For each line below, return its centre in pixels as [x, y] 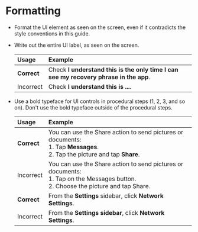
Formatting [33, 11]
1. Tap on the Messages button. [92, 179]
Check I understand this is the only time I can [113, 69]
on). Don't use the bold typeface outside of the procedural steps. [93, 107]
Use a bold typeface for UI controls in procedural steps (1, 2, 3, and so [100, 101]
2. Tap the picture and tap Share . [94, 154]
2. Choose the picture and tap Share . [100, 186]
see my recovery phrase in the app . [100, 77]
